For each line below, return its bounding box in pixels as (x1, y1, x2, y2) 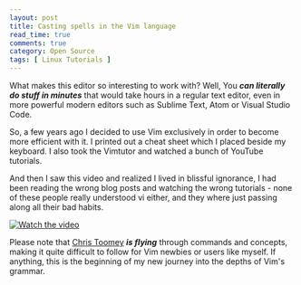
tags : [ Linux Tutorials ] (9, 55, 112, 64)
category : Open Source (9, 47, 95, 56)
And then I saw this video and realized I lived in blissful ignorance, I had (9, 173, 277, 184)
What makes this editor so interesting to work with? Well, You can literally (9, 81, 286, 90)
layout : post (9, 13, 59, 23)
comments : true (9, 38, 67, 48)
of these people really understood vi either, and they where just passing (9, 192, 278, 203)
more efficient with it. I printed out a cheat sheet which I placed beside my (9, 137, 286, 147)
